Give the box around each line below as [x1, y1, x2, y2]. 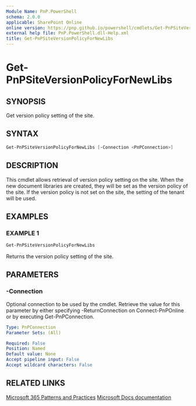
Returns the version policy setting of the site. [6, 253, 114, 260]
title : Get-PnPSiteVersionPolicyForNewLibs [6, 36, 114, 41]
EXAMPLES [6, 211, 48, 221]
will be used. [6, 195, 37, 202]
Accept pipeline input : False [6, 357, 80, 363]
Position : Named [6, 346, 45, 352]
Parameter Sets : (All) [6, 329, 61, 336]
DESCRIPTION [6, 161, 58, 171]
